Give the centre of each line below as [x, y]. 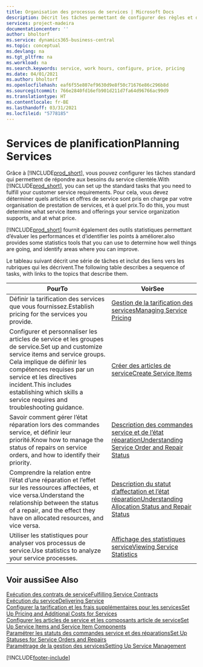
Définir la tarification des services [57, 299]
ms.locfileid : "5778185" [37, 113]
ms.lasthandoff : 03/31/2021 [42, 108]
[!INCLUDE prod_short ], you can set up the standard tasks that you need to [99, 186]
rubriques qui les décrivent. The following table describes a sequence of [96, 267]
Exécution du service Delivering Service [55, 601]
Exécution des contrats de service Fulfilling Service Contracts [82, 594]
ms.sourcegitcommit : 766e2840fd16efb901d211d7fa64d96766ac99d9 [88, 91]
